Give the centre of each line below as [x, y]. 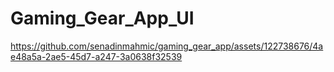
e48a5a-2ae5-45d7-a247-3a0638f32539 [96, 56]
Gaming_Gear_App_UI [102, 18]
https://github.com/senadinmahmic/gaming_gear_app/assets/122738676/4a [167, 46]
